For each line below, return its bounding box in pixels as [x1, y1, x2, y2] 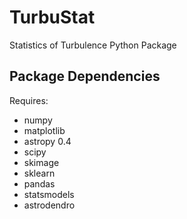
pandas [23, 177, 56, 190]
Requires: [9, 94, 49, 106]
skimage [23, 156, 60, 168]
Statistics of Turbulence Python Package [9, 39, 177, 51]
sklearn [23, 167, 56, 179]
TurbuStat [9, 6, 96, 29]
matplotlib [23, 124, 66, 136]
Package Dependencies [9, 68, 161, 85]
